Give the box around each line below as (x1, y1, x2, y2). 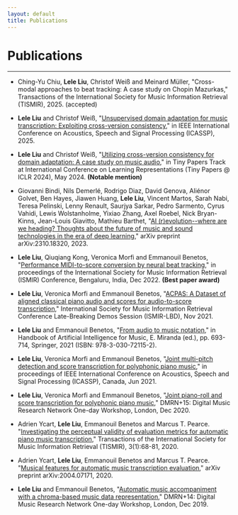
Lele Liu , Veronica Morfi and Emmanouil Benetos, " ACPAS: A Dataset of (17, 289, 227, 298)
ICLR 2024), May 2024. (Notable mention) (17, 173, 143, 182)
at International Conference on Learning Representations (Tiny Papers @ (17, 165, 230, 174)
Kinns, (17, 217, 37, 226)
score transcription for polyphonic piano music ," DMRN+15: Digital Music (17, 399, 231, 407)
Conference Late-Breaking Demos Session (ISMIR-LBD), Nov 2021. (17, 312, 214, 321)
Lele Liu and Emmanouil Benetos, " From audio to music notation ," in (17, 326, 216, 334)
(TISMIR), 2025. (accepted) (17, 100, 98, 109)
